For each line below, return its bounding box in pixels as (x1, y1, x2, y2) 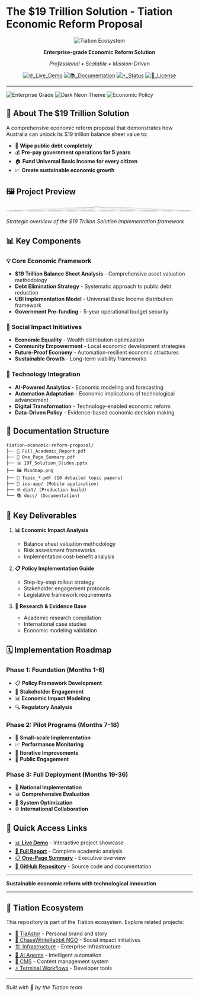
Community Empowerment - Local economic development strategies (14, 343, 185, 350)
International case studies (23, 621, 87, 628)
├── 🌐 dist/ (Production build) (6, 487, 87, 493)
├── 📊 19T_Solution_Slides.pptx (6, 460, 88, 466)
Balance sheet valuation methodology (23, 540, 116, 547)
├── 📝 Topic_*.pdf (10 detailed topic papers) (6, 475, 123, 481)
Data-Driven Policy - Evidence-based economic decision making (14, 409, 175, 416)
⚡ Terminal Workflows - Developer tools (14, 964, 113, 972)
